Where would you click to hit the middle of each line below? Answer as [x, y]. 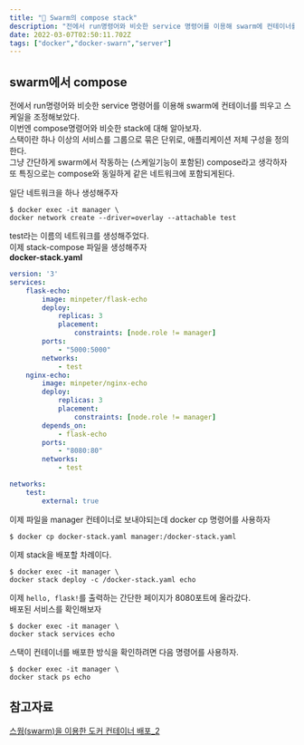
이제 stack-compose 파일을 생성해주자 [78, 247]
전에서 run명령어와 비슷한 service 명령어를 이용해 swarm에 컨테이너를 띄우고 [146, 106]
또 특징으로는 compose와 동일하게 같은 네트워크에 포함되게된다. [122, 174]
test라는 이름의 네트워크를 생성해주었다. [79, 236]
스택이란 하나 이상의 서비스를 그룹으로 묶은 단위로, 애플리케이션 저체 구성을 [141, 140]
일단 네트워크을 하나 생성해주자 [64, 193]
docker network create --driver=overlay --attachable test [123, 218]
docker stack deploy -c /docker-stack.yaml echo [103, 580]
